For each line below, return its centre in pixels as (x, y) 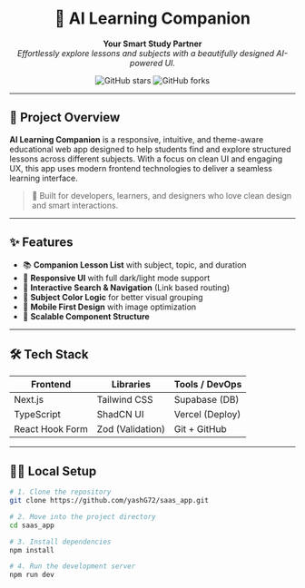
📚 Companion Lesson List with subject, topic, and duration (134, 265)
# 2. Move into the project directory (83, 516)
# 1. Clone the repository (60, 492)
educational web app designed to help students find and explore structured (150, 149)
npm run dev (32, 575)
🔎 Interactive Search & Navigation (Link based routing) (126, 287)
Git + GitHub (200, 429)
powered (147, 63)
